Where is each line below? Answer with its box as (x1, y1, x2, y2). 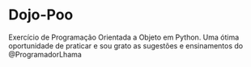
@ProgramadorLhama (8, 49, 83, 59)
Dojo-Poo (8, 6, 74, 24)
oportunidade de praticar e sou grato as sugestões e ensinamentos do (8, 40, 244, 50)
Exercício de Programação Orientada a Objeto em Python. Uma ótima (8, 32, 240, 42)
